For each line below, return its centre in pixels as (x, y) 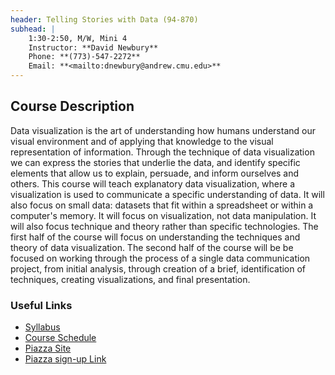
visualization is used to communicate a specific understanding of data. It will (167, 194)
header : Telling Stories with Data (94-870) (104, 19)
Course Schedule (60, 338)
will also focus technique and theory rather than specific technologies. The (164, 226)
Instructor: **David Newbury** (93, 47)
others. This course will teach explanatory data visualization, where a (153, 183)
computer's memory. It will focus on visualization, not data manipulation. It (163, 215)
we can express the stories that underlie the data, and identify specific (155, 162)
